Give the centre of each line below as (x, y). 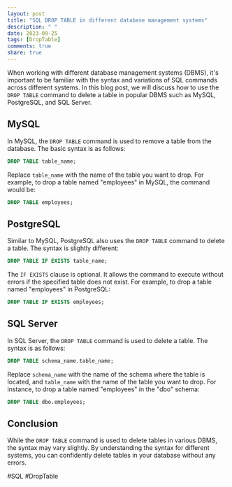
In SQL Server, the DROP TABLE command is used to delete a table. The (108, 340)
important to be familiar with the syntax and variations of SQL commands (113, 80)
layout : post (26, 14)
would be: (22, 189)
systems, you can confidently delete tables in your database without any (111, 456)
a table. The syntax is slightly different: (63, 248)
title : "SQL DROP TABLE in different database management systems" (108, 20)
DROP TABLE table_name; (42, 161)
